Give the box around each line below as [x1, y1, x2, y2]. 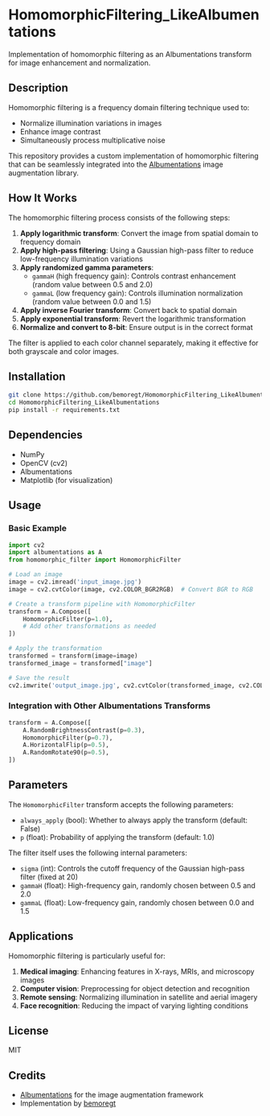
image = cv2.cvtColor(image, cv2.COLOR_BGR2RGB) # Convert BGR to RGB [8, 585, 253, 593]
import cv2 [8, 541, 45, 549]
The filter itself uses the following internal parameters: [8, 847, 187, 858]
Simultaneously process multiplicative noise [19, 135, 166, 145]
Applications [8, 929, 74, 943]
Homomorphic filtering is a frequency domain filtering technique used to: [8, 102, 250, 112]
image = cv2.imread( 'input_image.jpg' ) [8, 578, 142, 586]
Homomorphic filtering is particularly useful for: [8, 951, 166, 961]
